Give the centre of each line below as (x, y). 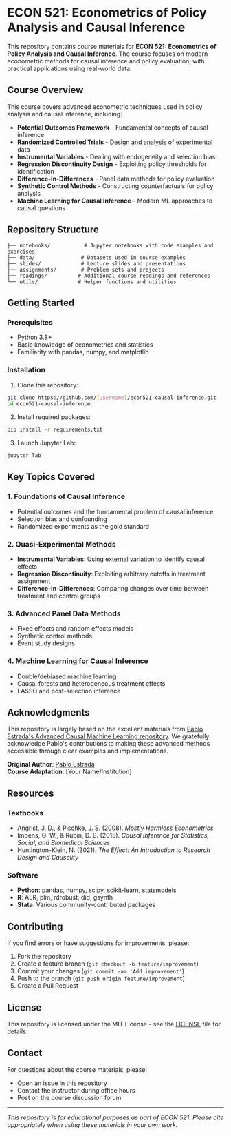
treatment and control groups (59, 596)
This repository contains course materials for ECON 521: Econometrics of (112, 46)
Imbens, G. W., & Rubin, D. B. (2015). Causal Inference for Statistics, (113, 835)
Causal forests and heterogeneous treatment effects (91, 683)
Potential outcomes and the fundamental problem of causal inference (115, 511)
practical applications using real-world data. (69, 68)
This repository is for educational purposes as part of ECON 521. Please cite (115, 1117)
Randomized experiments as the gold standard (83, 526)
